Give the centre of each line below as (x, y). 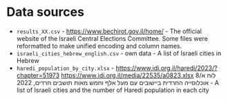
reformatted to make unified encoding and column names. (99, 46)
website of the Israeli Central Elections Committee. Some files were (112, 38)
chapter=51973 (38, 75)
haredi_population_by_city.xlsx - (65, 68)
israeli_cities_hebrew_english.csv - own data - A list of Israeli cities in (119, 53)
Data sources (45, 12)
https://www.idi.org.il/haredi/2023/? (167, 68)
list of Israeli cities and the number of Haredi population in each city (113, 90)
